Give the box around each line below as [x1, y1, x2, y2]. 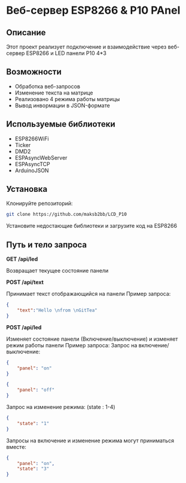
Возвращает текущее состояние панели [6, 267, 109, 274]
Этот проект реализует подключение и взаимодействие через [6, 43, 167, 50]
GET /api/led [6, 255, 38, 263]
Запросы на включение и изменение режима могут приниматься [6, 437, 175, 444]
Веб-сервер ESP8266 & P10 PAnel [6, 4, 181, 17]
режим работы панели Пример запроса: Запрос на [6, 341, 138, 349]
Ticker [14, 141, 31, 148]
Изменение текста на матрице [14, 89, 93, 96]
